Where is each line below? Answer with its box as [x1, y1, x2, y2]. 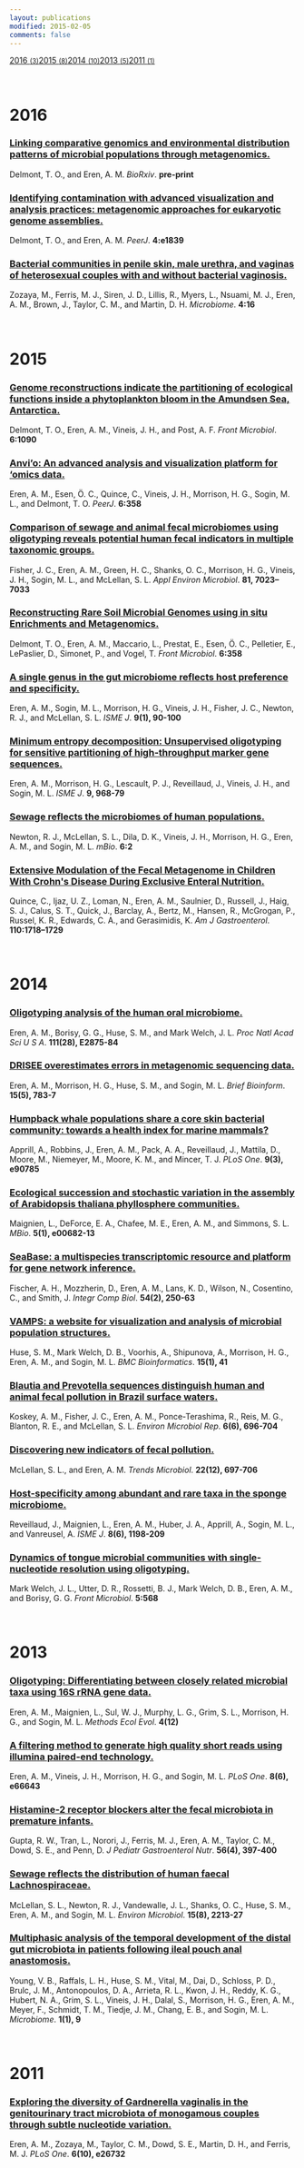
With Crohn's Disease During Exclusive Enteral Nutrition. [9, 875, 265, 887]
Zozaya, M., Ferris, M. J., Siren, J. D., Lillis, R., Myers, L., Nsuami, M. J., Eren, [9, 290, 296, 301]
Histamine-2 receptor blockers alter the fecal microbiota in [9, 1803, 274, 1816]
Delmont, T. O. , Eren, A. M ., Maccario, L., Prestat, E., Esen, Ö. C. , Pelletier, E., [9, 638, 296, 649]
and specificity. [9, 682, 80, 695]
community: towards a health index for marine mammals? [9, 1124, 270, 1136]
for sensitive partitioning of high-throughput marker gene [9, 747, 270, 759]
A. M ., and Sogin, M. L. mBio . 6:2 [9, 841, 133, 852]
